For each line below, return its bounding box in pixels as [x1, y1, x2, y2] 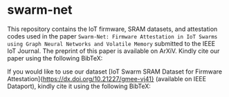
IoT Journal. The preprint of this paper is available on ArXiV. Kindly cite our [7, 47, 220, 55]
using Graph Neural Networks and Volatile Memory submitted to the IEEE [7, 39, 216, 47]
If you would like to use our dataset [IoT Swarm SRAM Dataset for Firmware [7, 67, 223, 76]
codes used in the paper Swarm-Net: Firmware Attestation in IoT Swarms [7, 32, 218, 40]
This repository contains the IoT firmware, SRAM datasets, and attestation [7, 25, 218, 33]
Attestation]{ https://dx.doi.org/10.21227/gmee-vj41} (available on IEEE [7, 74, 206, 83]
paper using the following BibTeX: [7, 54, 103, 62]
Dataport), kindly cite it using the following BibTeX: [7, 82, 151, 90]
